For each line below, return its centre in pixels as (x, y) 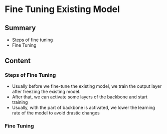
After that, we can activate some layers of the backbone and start (80, 97)
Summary (20, 28)
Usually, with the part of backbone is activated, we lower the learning (83, 107)
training (20, 102)
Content (18, 61)
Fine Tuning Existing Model (62, 9)
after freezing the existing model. (46, 91)
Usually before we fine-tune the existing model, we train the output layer (87, 86)
